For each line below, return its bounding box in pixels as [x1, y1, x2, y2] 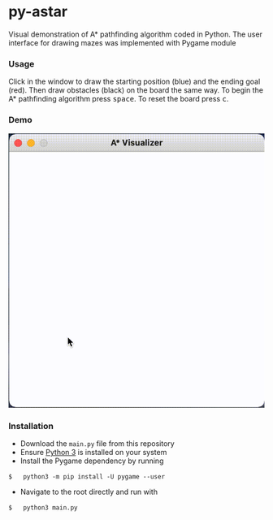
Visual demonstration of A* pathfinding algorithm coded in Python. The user [8, 29, 262, 39]
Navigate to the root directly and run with [19, 487, 158, 497]
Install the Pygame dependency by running [19, 456, 164, 466]
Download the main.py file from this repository [19, 439, 175, 448]
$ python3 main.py [8, 504, 79, 512]
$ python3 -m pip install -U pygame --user [8, 473, 165, 481]
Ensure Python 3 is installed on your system [19, 448, 167, 457]
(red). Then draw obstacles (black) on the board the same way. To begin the [8, 85, 264, 95]
